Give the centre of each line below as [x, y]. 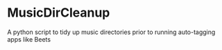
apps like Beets [29, 39]
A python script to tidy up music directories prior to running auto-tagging [111, 32]
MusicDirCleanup [59, 13]
